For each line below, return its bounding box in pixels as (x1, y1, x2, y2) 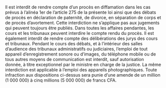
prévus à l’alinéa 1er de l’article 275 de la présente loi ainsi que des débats (5, 9, 156, 15)
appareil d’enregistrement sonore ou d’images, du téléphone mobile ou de (5, 51, 156, 57)
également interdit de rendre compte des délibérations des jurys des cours (5, 35, 158, 41)
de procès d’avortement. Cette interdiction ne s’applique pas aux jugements (5, 20, 160, 26)
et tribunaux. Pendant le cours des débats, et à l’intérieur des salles (5, 41, 143, 46)
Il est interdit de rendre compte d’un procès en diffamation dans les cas (5, 4, 151, 10)
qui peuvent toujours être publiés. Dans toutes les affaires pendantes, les (5, 25, 155, 31)
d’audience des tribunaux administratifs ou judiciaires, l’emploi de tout (5, 46, 148, 52)
